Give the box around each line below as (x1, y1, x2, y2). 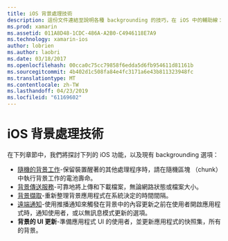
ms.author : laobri (7, 49, 60, 56)
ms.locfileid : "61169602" (7, 94, 82, 101)
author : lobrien (7, 42, 54, 49)
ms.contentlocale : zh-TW (7, 81, 79, 88)
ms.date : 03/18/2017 (7, 56, 67, 63)
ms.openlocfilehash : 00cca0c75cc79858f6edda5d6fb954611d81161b (7, 62, 194, 69)
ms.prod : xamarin (7, 23, 58, 30)
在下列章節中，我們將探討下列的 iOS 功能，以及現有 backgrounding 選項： (7, 150, 220, 158)
